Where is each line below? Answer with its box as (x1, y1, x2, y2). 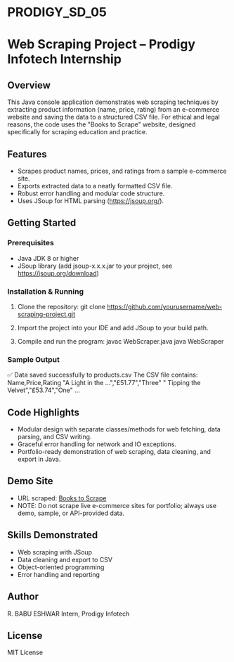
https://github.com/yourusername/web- (106, 302, 223, 311)
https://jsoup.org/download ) (17, 268, 100, 278)
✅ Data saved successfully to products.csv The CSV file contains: (7, 370, 198, 379)
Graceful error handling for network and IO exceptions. (17, 440, 177, 448)
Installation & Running (7, 286, 84, 296)
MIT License (7, 648, 44, 657)
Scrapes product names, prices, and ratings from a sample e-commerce (17, 167, 227, 175)
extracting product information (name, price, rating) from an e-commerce (7, 105, 220, 114)
